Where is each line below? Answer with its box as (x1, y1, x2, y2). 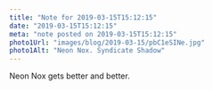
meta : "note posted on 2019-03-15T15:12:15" (9, 29, 177, 38)
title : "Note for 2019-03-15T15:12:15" (9, 12, 158, 22)
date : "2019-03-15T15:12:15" (9, 21, 118, 30)
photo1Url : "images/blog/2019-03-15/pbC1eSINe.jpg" (9, 37, 205, 47)
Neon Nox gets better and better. (9, 70, 131, 81)
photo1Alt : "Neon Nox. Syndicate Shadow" (9, 46, 166, 55)
